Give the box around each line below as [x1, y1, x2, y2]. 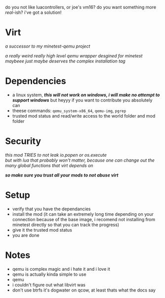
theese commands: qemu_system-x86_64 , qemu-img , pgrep [12, 108, 126, 114]
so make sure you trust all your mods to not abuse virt [5, 172, 119, 178]
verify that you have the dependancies [12, 206, 91, 212]
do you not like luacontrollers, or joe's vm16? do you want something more [5, 4, 157, 10]
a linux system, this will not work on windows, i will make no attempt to [12, 92, 160, 98]
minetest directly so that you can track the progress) [12, 222, 120, 228]
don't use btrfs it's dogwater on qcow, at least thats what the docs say [12, 287, 156, 293]
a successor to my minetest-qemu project [5, 43, 90, 49]
